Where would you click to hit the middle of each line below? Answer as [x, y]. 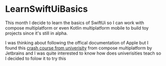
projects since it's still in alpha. [36, 33]
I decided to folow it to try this [36, 58]
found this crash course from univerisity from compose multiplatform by [79, 48]
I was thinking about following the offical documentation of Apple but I [77, 42]
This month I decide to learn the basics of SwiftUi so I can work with [75, 23]
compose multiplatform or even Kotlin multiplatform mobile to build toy [77, 28]
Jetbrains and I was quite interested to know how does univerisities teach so [83, 53]
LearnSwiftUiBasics [47, 9]
